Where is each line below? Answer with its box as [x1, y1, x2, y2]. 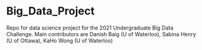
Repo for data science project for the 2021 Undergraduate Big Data [6, 24, 174, 31]
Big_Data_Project [6, 4, 95, 18]
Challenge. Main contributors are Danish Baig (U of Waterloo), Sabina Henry [6, 30, 197, 37]
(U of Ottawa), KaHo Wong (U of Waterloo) [6, 37, 113, 44]
